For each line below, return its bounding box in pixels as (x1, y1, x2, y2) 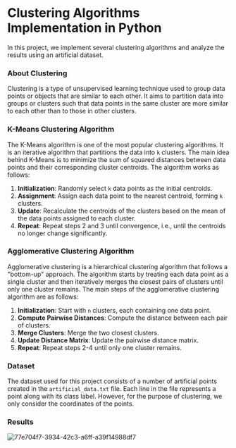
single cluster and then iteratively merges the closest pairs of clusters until (7, 277, 223, 286)
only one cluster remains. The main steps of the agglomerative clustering (7, 285, 220, 293)
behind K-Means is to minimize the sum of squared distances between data (7, 155, 226, 163)
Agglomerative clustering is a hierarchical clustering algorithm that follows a (7, 262, 228, 270)
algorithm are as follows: (7, 292, 79, 301)
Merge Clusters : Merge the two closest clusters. (17, 328, 160, 337)
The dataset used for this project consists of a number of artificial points (7, 377, 217, 385)
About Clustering (7, 68, 68, 78)
